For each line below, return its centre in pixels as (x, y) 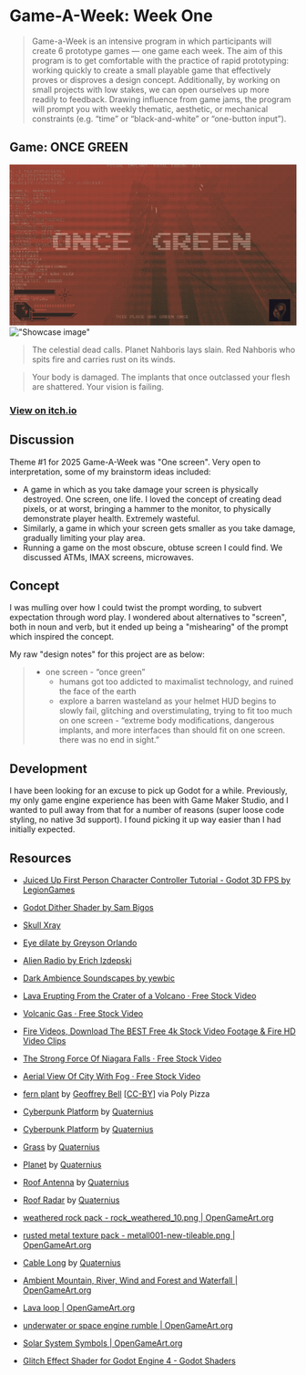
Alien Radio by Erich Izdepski (77, 960)
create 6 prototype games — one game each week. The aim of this (157, 50)
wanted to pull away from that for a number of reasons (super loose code (147, 810)
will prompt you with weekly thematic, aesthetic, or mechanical (150, 109)
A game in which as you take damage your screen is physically (140, 489)
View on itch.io (43, 410)
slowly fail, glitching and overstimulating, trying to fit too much (176, 711)
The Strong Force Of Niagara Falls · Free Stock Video (122, 1058)
